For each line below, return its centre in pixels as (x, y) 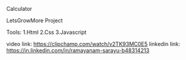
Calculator (19, 9)
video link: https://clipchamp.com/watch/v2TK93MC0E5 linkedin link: (93, 44)
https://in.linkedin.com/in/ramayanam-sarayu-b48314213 (78, 50)
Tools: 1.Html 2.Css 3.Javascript (46, 32)
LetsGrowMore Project (34, 20)
